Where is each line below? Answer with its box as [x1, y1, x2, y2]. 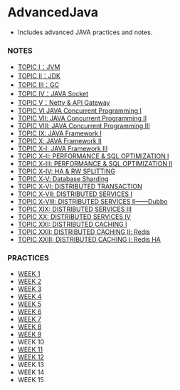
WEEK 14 [17, 368, 45, 376]
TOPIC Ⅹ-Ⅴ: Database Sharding [17, 175, 109, 183]
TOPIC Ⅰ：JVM [17, 63, 60, 71]
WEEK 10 [17, 337, 45, 346]
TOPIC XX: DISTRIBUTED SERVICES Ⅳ [17, 212, 132, 221]
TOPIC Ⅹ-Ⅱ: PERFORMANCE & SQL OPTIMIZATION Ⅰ [17, 152, 169, 160]
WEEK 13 [17, 360, 45, 369]
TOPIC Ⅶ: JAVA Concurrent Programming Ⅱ [17, 114, 147, 123]
